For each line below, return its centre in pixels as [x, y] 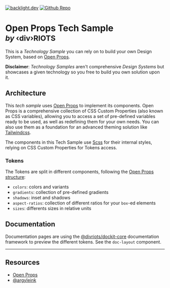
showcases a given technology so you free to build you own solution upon [83, 72]
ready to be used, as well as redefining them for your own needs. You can [82, 121]
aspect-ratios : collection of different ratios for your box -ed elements [84, 203]
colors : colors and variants [41, 187]
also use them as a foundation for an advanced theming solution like [76, 127]
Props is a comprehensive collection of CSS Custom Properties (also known [84, 111]
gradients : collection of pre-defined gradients [60, 192]
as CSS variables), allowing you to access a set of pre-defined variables [80, 116]
